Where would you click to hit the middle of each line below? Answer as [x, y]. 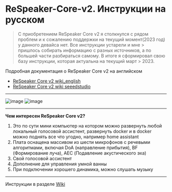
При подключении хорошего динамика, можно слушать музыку [83, 169]
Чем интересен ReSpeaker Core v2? [45, 116]
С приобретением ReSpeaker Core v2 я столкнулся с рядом [83, 34]
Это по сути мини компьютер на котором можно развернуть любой [87, 125]
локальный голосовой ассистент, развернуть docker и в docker [82, 131]
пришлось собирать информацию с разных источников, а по [84, 50]
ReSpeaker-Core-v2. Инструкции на [86, 9]
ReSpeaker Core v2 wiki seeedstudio [52, 86]
